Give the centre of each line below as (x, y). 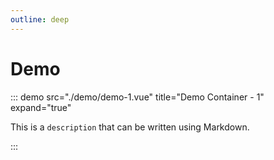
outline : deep (40, 19)
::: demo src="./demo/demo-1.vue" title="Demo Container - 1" (137, 97)
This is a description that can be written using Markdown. (130, 127)
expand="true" (41, 107)
